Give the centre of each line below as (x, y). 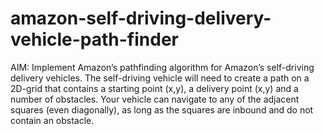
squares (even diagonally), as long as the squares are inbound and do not (162, 109)
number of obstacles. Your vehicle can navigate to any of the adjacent (155, 99)
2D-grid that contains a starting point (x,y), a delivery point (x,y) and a (154, 88)
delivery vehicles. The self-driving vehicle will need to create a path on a (160, 78)
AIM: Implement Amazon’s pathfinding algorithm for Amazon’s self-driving (162, 67)
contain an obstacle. (52, 120)
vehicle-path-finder (94, 39)
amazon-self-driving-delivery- (141, 18)
